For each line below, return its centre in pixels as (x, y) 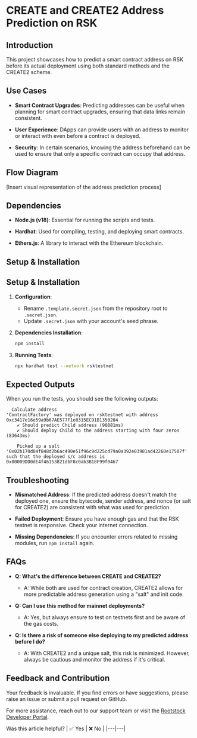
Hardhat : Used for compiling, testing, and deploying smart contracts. (99, 232)
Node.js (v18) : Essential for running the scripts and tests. (85, 220)
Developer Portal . (28, 717)
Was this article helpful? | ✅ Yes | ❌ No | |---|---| (66, 728)
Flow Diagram (32, 173)
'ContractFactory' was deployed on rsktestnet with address (82, 415)
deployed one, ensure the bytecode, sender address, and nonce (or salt (103, 501)
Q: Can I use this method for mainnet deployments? (80, 605)
